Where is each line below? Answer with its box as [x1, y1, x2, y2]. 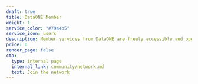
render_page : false [6, 47, 54, 53]
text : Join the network [11, 69, 70, 75]
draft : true [6, 8, 35, 15]
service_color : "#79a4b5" [6, 25, 70, 31]
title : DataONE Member [6, 14, 62, 20]
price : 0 [6, 42, 28, 48]
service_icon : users [6, 31, 57, 37]
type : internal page [11, 58, 62, 64]
